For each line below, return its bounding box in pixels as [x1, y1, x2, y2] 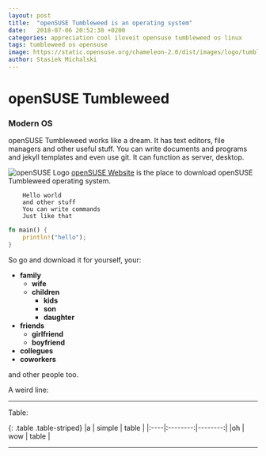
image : [8, 48, 30, 56]
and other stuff [22, 198, 77, 206]
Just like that [22, 213, 73, 220]
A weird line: [8, 385, 49, 394]
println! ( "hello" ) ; [22, 234, 87, 242]
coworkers [19, 354, 57, 364]
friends [19, 321, 45, 330]
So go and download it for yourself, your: [8, 254, 142, 265]
